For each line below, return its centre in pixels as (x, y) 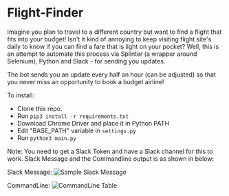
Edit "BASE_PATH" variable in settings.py (76, 130)
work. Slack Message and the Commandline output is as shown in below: (111, 158)
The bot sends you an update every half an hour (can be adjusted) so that (112, 75)
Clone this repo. (40, 108)
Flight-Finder (45, 13)
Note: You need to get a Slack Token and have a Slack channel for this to (110, 151)
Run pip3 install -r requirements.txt (73, 116)
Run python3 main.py (47, 138)
